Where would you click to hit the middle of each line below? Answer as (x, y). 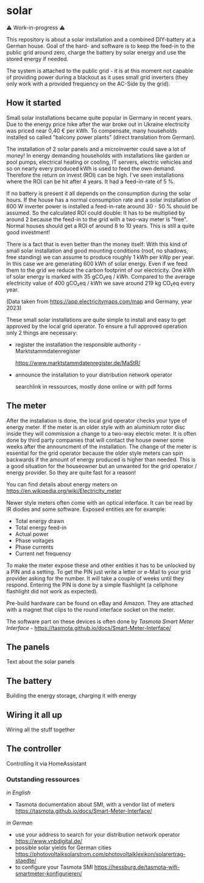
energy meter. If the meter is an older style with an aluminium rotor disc (96, 427)
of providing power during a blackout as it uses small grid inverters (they (97, 77)
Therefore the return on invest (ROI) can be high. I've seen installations (95, 175)
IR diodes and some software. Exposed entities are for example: (86, 509)
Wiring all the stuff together (41, 730)
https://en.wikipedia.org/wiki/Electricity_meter (64, 491)
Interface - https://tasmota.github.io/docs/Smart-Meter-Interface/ (89, 628)
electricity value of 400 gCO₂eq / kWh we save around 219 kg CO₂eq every (100, 283)
